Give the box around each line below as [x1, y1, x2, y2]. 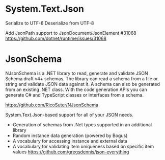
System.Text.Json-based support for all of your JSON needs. [5, 111, 134, 118]
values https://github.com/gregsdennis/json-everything [12, 149, 129, 155]
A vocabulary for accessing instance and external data [12, 138, 127, 144]
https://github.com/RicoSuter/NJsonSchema [5, 102, 98, 108]
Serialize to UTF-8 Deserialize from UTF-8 [5, 20, 94, 26]
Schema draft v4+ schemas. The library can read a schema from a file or [5, 75, 158, 82]
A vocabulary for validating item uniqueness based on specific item [12, 143, 154, 149]
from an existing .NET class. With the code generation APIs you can [5, 86, 147, 93]
